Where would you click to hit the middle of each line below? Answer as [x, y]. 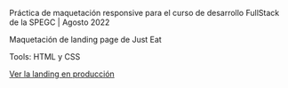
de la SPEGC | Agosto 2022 [60, 22]
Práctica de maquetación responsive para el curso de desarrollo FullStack [144, 13]
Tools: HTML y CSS [45, 56]
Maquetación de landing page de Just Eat [85, 40]
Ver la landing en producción [62, 74]
